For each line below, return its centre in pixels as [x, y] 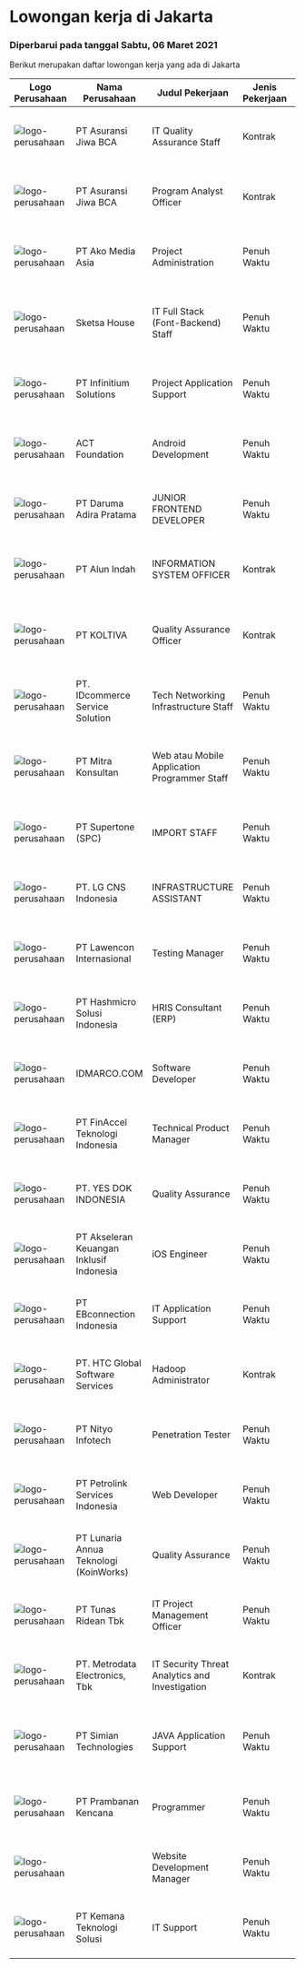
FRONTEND [177, 509]
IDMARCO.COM [109, 1074]
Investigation [179, 1687]
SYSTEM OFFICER [191, 575]
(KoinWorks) [102, 1572]
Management [180, 1615]
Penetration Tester [192, 1435]
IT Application [182, 1308]
